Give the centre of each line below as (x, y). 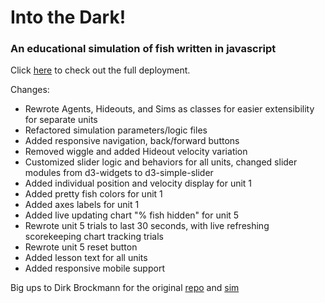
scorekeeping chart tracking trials (94, 237)
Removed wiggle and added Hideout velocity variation (136, 152)
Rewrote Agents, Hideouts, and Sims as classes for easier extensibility (169, 109)
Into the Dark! (68, 17)
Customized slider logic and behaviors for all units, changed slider (161, 162)
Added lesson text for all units (86, 258)
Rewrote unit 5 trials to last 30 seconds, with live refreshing (147, 226)
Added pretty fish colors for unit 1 (93, 194)
